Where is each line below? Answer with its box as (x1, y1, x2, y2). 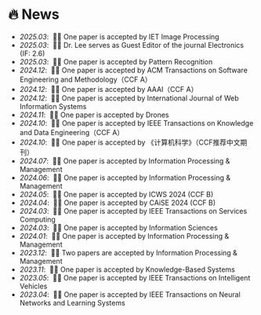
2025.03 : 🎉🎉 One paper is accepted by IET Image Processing (19, 31, 219, 41)
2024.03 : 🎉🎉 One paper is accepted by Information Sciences (19, 222, 218, 233)
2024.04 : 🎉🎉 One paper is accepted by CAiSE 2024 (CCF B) (19, 198, 216, 207)
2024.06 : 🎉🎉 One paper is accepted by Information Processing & (19, 173, 231, 182)
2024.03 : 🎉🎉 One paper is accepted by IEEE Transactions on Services (19, 206, 248, 215)
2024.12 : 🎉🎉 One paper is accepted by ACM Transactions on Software (19, 65, 248, 75)
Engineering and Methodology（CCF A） (19, 75, 152, 84)
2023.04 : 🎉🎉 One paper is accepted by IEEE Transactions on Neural (19, 289, 241, 299)
